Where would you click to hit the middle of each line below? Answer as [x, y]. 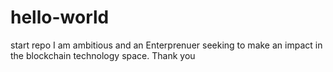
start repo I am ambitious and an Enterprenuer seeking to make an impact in [166, 45]
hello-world [60, 17]
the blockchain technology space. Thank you [103, 55]
